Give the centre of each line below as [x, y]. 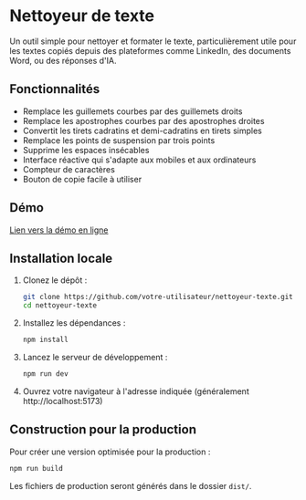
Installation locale [61, 258]
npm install [45, 340]
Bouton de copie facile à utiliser [82, 179]
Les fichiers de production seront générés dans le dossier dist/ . [131, 485]
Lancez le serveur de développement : [95, 357]
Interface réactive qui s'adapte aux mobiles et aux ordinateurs [139, 160]
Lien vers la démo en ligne [59, 230]
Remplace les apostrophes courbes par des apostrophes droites [143, 120]
